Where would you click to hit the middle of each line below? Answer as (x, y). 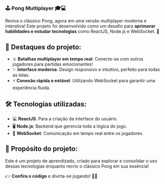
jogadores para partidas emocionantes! (52, 64)
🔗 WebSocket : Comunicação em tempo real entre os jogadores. (78, 133)
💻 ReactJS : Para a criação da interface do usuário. (65, 119)
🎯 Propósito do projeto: (41, 149)
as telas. (21, 75)
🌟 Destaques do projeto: (43, 47)
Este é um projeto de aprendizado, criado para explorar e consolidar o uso (81, 161)
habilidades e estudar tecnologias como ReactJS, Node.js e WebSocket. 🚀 (82, 31)
